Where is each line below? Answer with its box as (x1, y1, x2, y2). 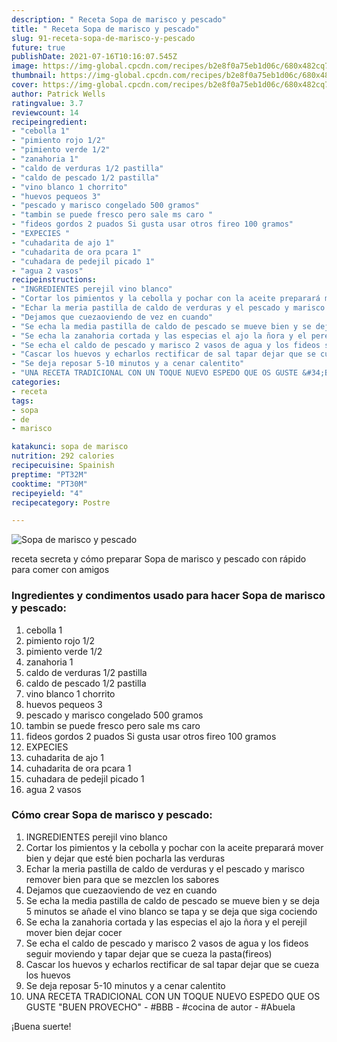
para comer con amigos (11, 564, 110, 576)
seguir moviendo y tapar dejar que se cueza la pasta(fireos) (25, 947, 273, 960)
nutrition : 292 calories (11, 451, 115, 461)
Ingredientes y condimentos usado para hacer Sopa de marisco (11, 589, 326, 603)
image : (11, 61, 39, 71)
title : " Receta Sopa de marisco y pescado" (11, 24, 200, 34)
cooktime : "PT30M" (11, 479, 88, 489)
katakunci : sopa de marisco (11, 442, 129, 452)
